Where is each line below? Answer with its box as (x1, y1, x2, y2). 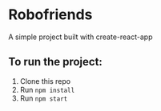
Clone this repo (19, 76, 70, 85)
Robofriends (8, 6, 93, 24)
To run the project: (8, 55, 103, 69)
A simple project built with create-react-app (8, 32, 153, 42)
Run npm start (19, 93, 68, 103)
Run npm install (19, 85, 75, 94)
